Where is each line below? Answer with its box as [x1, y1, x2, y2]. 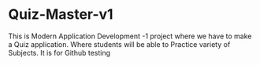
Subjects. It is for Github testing [8, 48, 111, 57]
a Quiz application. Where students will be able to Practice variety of [8, 39, 231, 49]
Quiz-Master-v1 [8, 5, 113, 23]
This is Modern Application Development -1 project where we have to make [8, 31, 252, 41]
